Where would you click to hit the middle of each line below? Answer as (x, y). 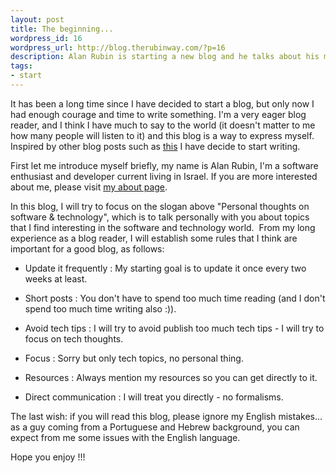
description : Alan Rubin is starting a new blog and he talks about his (165, 57)
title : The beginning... (62, 29)
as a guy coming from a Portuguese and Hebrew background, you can (155, 427)
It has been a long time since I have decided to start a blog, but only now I (162, 103)
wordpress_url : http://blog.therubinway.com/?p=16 (118, 47)
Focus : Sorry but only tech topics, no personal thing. (134, 358)
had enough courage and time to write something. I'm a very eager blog (158, 114)
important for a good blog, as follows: (87, 248)
